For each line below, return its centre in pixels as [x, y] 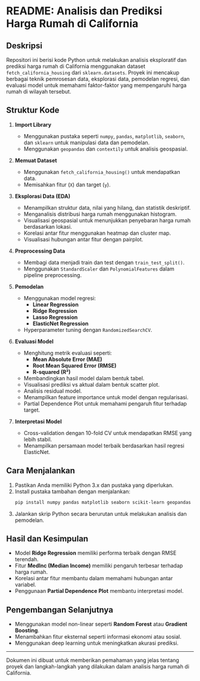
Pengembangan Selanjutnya [60, 610]
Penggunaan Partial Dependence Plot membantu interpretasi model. [99, 591]
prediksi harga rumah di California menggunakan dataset [76, 66]
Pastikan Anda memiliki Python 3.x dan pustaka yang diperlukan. [94, 485]
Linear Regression [56, 304]
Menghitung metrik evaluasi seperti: [68, 353]
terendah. [26, 559]
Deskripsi [24, 46]
